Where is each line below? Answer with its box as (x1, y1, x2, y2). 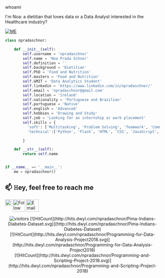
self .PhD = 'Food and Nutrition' (23, 70, 91, 75)
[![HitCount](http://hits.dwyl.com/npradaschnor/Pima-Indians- (30, 216, 156, 221)
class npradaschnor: (5, 38, 48, 43)
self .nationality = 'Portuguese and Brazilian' (23, 97, 122, 102)
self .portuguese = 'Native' (23, 102, 80, 107)
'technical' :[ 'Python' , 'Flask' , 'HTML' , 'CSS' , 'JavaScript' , (27, 129, 160, 134)
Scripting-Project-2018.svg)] (54, 257, 111, 263)
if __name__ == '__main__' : (5, 165, 63, 170)
